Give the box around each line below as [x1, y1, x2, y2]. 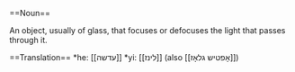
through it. [9, 35, 48, 45]
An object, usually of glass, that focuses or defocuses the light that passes [9, 25, 286, 35]
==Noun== [9, 8, 51, 18]
